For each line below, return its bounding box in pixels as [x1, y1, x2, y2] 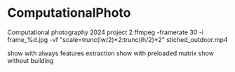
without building [7, 56, 54, 64]
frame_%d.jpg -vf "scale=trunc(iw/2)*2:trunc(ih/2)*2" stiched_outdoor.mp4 [7, 35, 228, 43]
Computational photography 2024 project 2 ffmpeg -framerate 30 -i [7, 28, 203, 36]
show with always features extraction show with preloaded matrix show [7, 49, 214, 57]
